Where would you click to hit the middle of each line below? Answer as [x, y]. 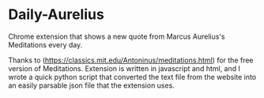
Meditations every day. [45, 44]
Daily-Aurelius [56, 15]
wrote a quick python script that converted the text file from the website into [132, 77]
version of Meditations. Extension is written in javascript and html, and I [124, 68]
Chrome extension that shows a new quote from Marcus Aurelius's [117, 36]
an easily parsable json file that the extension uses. [92, 85]
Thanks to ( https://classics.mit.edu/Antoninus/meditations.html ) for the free [131, 60]
